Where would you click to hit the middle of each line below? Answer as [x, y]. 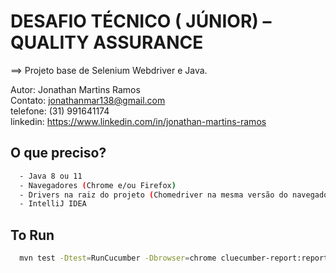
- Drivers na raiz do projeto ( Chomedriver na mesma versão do [153, 195]
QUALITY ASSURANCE [107, 42]
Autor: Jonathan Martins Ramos [75, 89]
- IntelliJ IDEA [53, 204]
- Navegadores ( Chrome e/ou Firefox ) [98, 185]
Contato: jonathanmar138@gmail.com [88, 100]
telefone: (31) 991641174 [60, 111]
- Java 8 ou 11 [51, 176]
